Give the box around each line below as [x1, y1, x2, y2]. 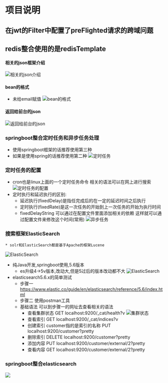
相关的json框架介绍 [5, 60, 45, 66]
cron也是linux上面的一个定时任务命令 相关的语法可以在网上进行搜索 [12, 179, 151, 185]
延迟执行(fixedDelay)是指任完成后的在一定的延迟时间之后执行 [19, 198, 146, 204]
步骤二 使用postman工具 [19, 297, 70, 303]
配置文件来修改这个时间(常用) [24, 216, 85, 223]
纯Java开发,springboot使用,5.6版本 [12, 262, 84, 268]
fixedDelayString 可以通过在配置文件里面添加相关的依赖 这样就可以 [19, 210, 157, 216]
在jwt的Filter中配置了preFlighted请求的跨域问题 [5, 26, 153, 35]
